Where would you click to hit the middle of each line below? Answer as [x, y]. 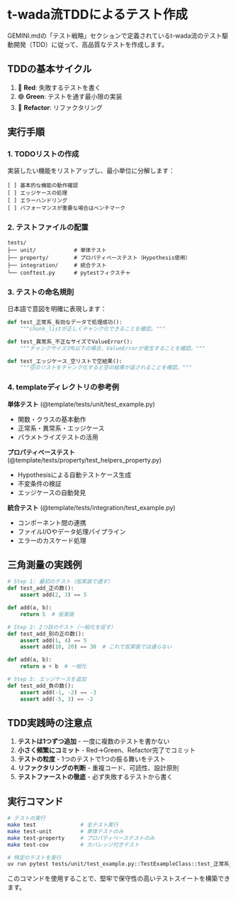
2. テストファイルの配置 [48, 227]
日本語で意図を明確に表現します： [57, 309]
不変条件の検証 [39, 483]
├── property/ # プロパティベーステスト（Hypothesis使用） [99, 258]
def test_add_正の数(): [41, 588]
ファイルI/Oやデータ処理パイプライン [72, 531]
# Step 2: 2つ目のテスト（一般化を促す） [62, 627]
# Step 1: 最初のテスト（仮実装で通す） [60, 582]
